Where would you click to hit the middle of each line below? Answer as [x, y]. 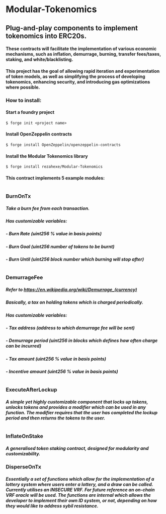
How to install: [24, 100]
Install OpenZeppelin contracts [39, 134]
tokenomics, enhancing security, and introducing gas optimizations [78, 81]
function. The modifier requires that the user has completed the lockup [82, 412]
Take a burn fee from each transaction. [48, 208]
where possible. [23, 87]
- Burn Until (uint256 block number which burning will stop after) [75, 260]
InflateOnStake [24, 436]
